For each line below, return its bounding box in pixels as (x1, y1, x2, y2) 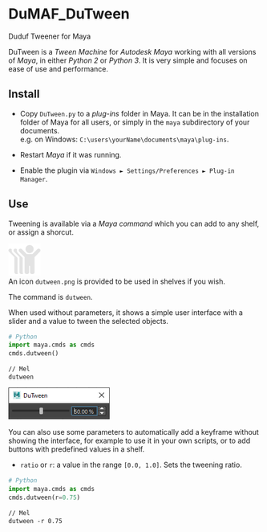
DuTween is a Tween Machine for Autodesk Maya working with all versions (8, 47, 257, 56)
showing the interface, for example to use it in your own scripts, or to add (8, 436, 251, 446)
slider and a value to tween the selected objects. (8, 316, 168, 325)
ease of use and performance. (8, 63, 109, 73)
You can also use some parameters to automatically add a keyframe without (8, 428, 259, 437)
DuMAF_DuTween (8, 5, 130, 23)
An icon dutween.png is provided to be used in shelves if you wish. (8, 276, 226, 286)
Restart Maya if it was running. (19, 149, 122, 159)
